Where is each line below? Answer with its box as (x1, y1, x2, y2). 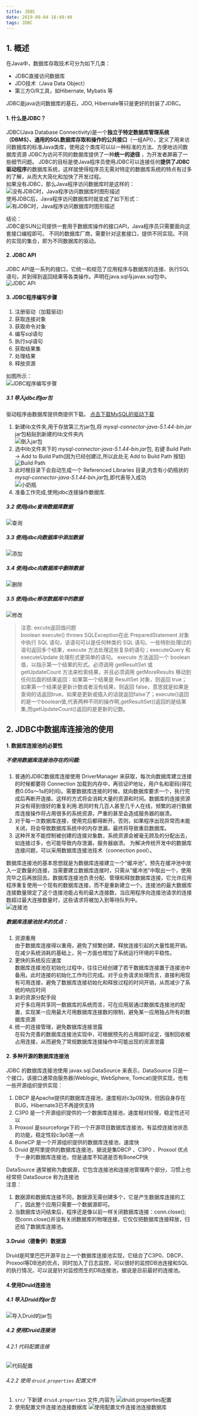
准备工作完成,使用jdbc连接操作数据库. (14, 488, 106, 495)
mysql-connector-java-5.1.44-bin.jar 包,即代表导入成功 (14, 474, 146, 481)
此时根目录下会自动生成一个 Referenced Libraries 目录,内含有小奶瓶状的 (14, 466, 189, 474)
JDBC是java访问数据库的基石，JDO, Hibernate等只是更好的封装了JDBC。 (6, 100, 184, 107)
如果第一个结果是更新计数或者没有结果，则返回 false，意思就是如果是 (20, 683, 189, 690)
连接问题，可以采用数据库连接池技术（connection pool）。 (14, 847, 155, 854)
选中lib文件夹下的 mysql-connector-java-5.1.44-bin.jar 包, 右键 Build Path (14, 445, 192, 452)
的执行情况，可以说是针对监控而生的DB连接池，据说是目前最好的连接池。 (6, 1266, 184, 1273)
